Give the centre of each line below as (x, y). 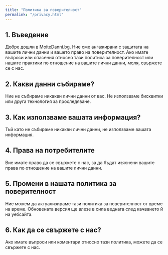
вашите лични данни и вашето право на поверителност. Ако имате (77, 52)
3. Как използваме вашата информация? (73, 117)
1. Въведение (27, 35)
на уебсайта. (19, 214)
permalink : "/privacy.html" (35, 15)
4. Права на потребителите (50, 150)
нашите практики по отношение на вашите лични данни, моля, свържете (83, 63)
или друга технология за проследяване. (48, 101)
